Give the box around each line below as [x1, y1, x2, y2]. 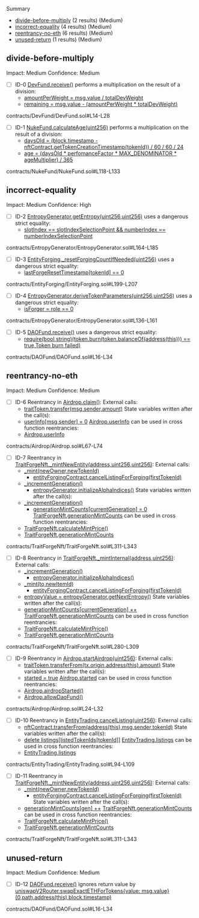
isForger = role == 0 [23, 305, 74, 312]
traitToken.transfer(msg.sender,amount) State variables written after [23, 405, 193, 412]
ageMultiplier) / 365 [23, 156, 73, 163]
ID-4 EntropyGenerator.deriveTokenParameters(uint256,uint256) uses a [14, 292, 192, 299]
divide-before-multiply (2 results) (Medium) [14, 17, 123, 23]
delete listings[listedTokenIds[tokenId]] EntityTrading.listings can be [23, 736, 192, 744]
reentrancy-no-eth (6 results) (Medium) [14, 29, 113, 37]
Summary [6, 5, 31, 12]
